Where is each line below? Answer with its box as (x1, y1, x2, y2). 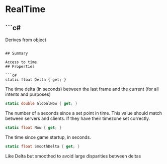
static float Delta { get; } (5, 77, 66, 82)
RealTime (5, 4, 46, 15)
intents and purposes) (5, 91, 51, 97)
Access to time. (5, 60, 39, 65)
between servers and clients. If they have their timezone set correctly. (5, 115, 150, 121)
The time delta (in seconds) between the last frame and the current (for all (5, 86, 159, 92)
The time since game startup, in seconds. (5, 134, 92, 140)
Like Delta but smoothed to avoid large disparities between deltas (5, 153, 141, 159)
